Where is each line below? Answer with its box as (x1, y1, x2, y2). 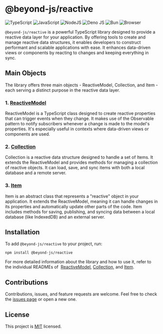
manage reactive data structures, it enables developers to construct (5, 39, 141, 45)
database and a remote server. (5, 170, 67, 176)
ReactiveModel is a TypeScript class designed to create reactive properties (5, 111, 156, 117)
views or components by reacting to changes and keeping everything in (5, 50, 149, 56)
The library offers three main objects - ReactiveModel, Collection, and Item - (5, 82, 158, 88)
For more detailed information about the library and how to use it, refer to (5, 259, 152, 265)
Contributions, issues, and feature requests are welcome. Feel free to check (5, 291, 157, 297)
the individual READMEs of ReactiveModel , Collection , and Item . (5, 264, 135, 270)
